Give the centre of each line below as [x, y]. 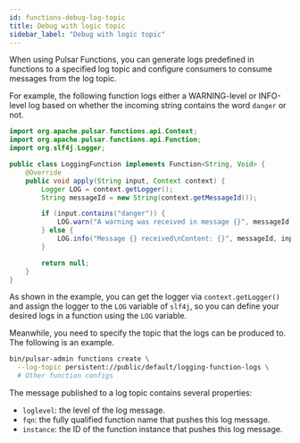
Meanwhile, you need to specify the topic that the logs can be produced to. [148, 333]
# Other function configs [66, 376]
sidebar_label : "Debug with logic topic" [87, 34]
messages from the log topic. [63, 79]
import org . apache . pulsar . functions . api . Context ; [104, 132]
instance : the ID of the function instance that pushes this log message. [152, 429]
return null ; [66, 263]
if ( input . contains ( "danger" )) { [104, 214]
